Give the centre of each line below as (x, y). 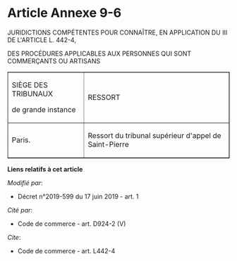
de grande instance (44, 109)
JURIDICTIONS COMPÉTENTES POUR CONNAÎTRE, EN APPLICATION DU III (117, 32)
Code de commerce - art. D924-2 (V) (72, 224)
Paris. (21, 140)
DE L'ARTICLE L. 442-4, (42, 39)
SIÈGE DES (30, 84)
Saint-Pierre (108, 144)
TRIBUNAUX (32, 94)
